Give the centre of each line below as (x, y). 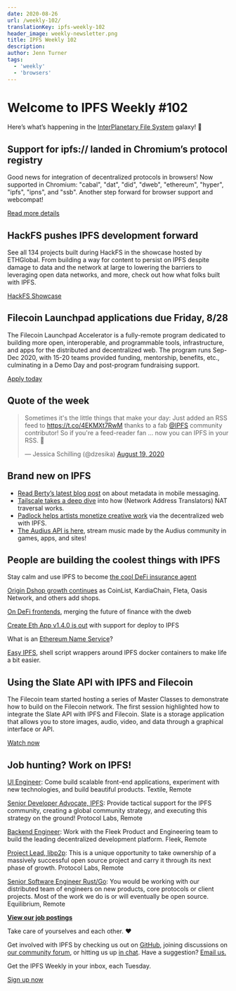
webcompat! (25, 200)
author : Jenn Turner (38, 54)
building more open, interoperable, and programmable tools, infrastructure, (116, 342)
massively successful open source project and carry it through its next (109, 860)
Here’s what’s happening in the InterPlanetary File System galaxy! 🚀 (105, 127)
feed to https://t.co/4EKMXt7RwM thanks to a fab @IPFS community (123, 425)
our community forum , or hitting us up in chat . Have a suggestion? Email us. (117, 952)
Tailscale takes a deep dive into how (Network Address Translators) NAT (122, 500)
